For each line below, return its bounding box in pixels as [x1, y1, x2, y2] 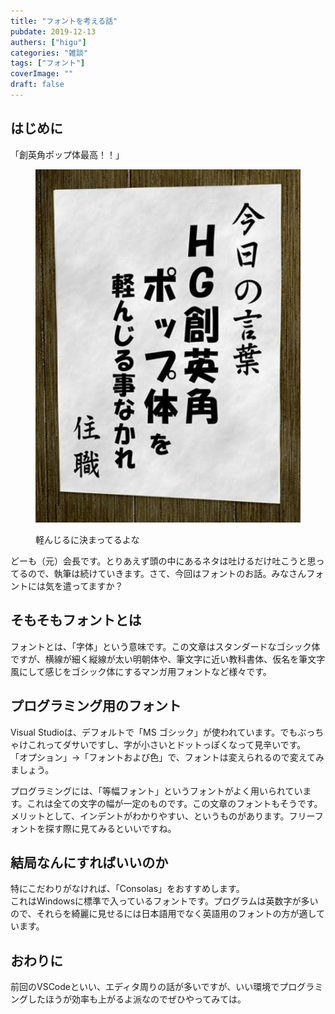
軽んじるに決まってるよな [35, 534, 140, 546]
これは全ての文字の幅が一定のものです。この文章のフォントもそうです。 [26, 797, 323, 809]
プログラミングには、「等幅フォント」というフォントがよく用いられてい [10, 785, 303, 797]
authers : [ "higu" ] [10, 37, 87, 47]
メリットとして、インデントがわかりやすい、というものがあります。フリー [10, 810, 315, 822]
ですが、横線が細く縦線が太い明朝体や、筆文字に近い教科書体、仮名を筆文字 [10, 653, 326, 665]
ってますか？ [71, 580, 124, 592]
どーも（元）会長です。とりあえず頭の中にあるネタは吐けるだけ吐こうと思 [10, 555, 317, 567]
